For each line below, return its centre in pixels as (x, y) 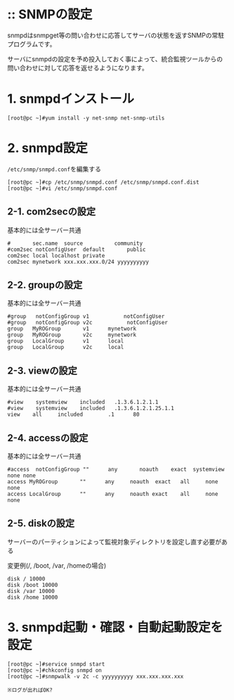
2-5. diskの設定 (41, 524)
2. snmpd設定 (47, 148)
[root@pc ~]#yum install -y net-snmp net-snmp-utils (86, 118)
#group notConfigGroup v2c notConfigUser (88, 323)
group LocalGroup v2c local (66, 348)
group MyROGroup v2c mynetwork (72, 335)
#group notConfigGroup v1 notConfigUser (86, 317)
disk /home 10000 (33, 597)
